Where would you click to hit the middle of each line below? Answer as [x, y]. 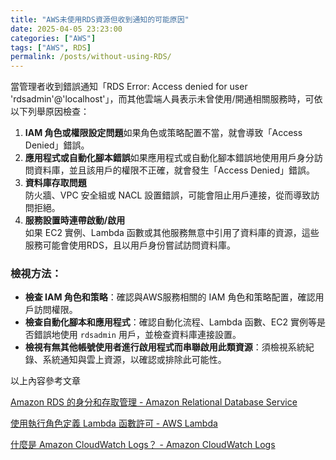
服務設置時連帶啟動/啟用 [75, 220]
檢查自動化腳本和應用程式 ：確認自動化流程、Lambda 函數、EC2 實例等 [170, 322]
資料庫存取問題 [55, 183]
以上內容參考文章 [45, 381]
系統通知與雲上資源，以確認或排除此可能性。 [134, 360]
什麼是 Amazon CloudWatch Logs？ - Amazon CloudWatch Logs [143, 445]
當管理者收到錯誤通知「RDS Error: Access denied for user [129, 87]
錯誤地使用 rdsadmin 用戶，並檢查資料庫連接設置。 [137, 335]
